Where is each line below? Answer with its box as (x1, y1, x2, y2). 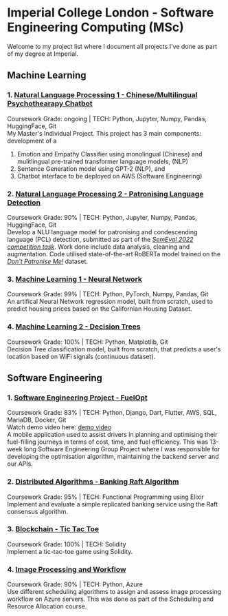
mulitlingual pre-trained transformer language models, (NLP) (16, 157, 189, 165)
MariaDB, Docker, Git (7, 415, 67, 424)
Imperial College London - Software (7, 5, 214, 21)
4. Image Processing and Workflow (7, 564, 126, 574)
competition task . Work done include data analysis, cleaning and (7, 243, 190, 251)
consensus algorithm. (7, 507, 69, 515)
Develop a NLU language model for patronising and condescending (7, 227, 198, 236)
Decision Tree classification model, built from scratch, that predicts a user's (7, 345, 221, 353)
